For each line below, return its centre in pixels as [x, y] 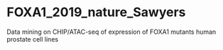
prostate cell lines [32, 39]
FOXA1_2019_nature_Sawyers [96, 12]
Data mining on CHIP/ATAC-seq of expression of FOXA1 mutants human [111, 32]
